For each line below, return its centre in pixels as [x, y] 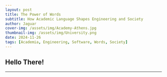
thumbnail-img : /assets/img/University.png [51, 33]
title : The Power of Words [33, 14]
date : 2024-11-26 [23, 38]
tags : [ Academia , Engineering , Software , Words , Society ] [66, 42]
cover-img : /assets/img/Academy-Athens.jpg [51, 28]
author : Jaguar [21, 24]
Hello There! [25, 62]
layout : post [19, 10]
